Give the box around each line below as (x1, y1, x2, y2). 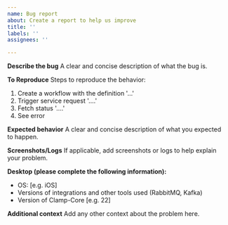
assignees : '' (7, 37, 49, 44)
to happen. (7, 133, 39, 141)
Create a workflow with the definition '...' (17, 89, 135, 98)
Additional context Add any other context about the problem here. (7, 210, 200, 218)
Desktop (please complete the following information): (7, 167, 167, 176)
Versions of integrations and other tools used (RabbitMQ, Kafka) (17, 188, 203, 197)
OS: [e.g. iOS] (17, 181, 58, 190)
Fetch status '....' (17, 104, 65, 112)
